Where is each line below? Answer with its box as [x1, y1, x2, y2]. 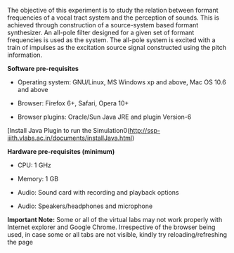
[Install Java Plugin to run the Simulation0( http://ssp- [7, 126, 160, 134]
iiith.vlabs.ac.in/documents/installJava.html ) [7, 134, 135, 142]
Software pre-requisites [7, 65, 79, 72]
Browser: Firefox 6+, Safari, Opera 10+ [17, 99, 129, 108]
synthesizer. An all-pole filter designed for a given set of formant [7, 28, 195, 37]
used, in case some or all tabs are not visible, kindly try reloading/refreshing [7, 231, 227, 238]
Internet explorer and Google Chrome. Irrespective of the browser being [7, 223, 216, 231]
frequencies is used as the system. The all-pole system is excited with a [7, 36, 216, 44]
